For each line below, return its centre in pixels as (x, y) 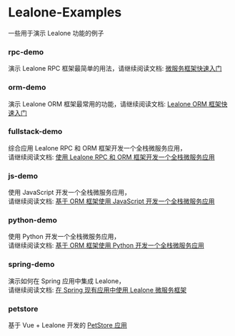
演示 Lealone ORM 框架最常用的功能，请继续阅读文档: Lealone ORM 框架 (115, 103)
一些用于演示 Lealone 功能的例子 (56, 33)
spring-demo (31, 265)
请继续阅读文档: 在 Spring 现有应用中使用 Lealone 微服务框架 (97, 290)
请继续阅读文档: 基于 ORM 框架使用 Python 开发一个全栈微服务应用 (106, 245)
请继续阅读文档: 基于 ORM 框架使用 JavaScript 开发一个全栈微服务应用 (111, 201)
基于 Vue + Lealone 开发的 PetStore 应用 (67, 325)
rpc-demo (26, 52)
